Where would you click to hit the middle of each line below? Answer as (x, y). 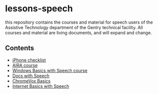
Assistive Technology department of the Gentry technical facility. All (74, 27)
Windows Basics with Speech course (50, 70)
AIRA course (25, 65)
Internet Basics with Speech (41, 86)
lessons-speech (39, 9)
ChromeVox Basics (31, 81)
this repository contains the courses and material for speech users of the (79, 22)
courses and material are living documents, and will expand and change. (79, 32)
